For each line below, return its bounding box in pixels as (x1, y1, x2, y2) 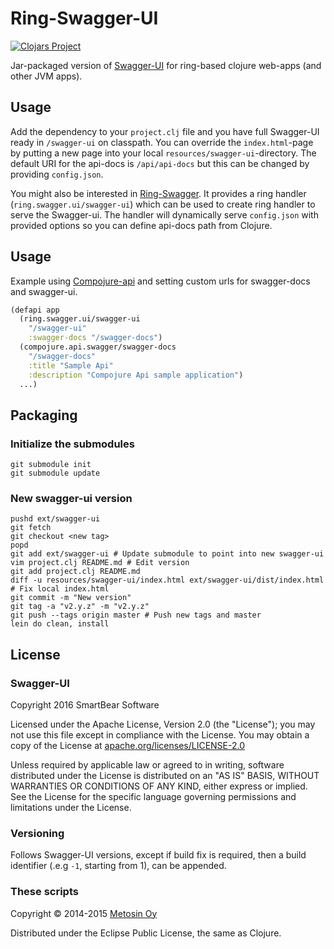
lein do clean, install (10, 619, 110, 629)
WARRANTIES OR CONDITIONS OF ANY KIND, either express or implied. (10, 780, 308, 792)
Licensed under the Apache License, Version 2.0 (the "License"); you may (10, 718, 316, 731)
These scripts (10, 885, 79, 899)
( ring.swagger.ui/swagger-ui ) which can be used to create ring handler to (10, 198, 316, 210)
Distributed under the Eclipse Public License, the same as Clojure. (10, 927, 282, 939)
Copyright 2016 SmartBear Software (10, 699, 160, 711)
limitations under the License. (10, 802, 132, 814)
